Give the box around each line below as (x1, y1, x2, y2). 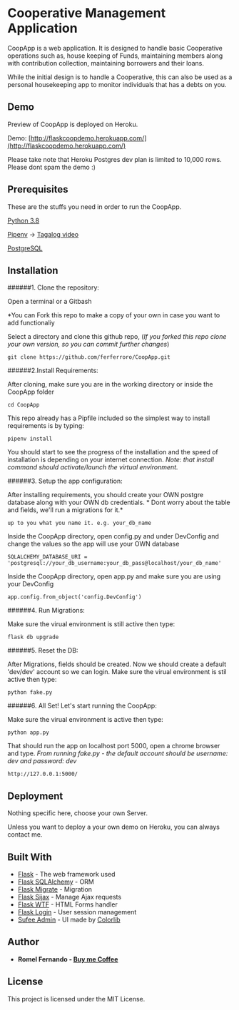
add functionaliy (7, 319, 55, 327)
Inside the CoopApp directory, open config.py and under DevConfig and (7, 532, 219, 541)
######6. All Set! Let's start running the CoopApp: (7, 701, 157, 710)
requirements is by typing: (7, 422, 84, 430)
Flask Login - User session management (17, 908, 137, 916)
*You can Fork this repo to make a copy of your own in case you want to (7, 311, 220, 320)
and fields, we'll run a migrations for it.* (7, 506, 123, 514)
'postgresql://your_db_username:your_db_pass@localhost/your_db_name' (7, 560, 222, 567)
